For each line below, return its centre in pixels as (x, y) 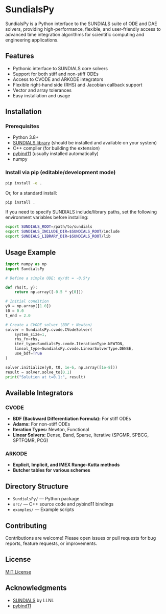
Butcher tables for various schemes (51, 470)
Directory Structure (37, 486)
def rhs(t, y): (21, 287)
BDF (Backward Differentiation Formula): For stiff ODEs (72, 419)
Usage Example (31, 252)
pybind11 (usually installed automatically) (55, 154)
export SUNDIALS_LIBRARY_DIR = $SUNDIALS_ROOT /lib (58, 237)
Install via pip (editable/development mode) (61, 173)
